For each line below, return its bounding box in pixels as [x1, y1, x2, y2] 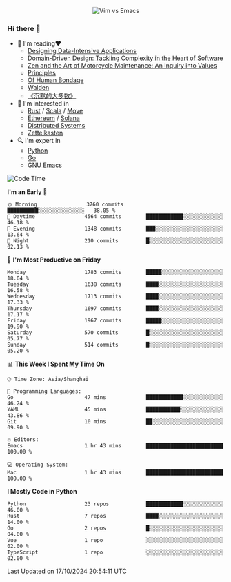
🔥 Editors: [7, 436, 39, 443]
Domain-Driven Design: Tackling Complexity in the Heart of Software [27, 54, 223, 62]
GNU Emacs [27, 161, 62, 169]
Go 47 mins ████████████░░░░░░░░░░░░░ [7, 394, 224, 401]
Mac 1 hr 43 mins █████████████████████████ [7, 469, 224, 476]
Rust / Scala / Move [27, 107, 83, 115]
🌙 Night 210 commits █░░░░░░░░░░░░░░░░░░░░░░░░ [7, 237, 224, 244]
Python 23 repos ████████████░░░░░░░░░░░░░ [7, 501, 224, 507]
